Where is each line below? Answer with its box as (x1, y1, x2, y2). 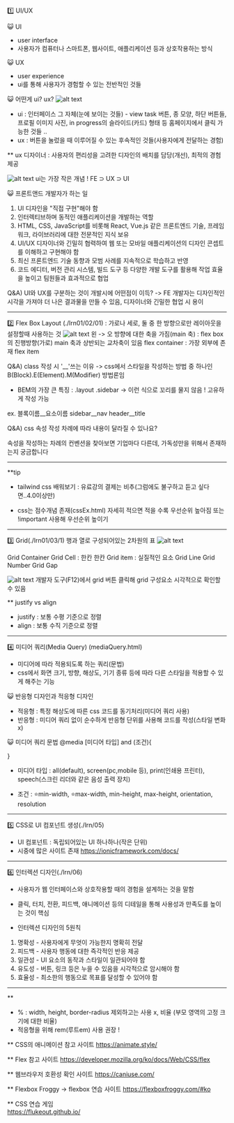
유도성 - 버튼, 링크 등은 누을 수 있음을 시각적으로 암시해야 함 (17, 964, 180, 973)
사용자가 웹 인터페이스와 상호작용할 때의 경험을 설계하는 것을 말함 (17, 885, 194, 893)
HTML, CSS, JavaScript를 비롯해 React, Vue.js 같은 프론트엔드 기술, (17, 221, 206, 230)
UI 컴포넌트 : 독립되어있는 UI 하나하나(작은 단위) (17, 838, 148, 846)
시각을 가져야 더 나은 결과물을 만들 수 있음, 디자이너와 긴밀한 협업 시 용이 (7, 298, 204, 306)
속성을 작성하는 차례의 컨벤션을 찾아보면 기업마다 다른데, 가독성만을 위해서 (7, 439, 208, 447)
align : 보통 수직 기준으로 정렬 (17, 622, 98, 629)
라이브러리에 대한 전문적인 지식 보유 (32, 230, 130, 238)
